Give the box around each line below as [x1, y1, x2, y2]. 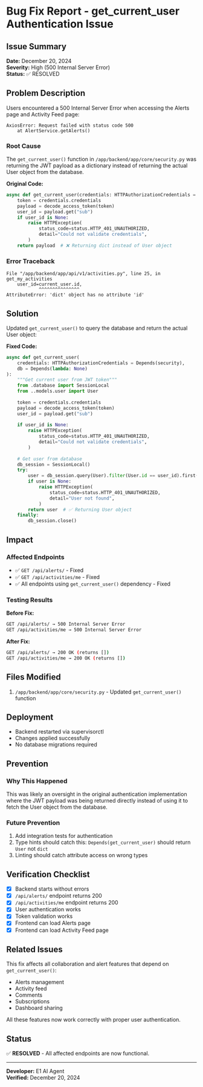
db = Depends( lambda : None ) [17, 366, 88, 372]
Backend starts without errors [14, 885, 89, 892]
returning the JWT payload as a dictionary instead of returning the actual [6, 162, 188, 169]
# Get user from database [17, 456, 83, 462]
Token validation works [14, 912, 73, 920]
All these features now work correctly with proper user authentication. [6, 1016, 181, 1023]
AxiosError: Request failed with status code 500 [6, 122, 134, 129]
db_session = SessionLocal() [17, 461, 91, 467]
